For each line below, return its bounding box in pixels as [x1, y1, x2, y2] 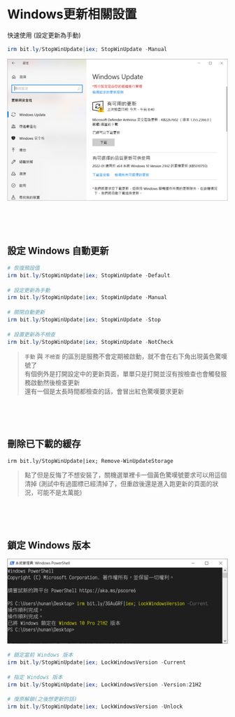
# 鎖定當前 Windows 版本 [7, 652, 73, 659]
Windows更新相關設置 [7, 6, 137, 22]
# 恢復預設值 [7, 264, 40, 272]
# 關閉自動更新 [7, 309, 45, 316]
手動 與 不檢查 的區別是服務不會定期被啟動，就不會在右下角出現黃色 [24, 351, 215, 361]
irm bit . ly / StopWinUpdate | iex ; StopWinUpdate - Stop [7, 316, 161, 323]
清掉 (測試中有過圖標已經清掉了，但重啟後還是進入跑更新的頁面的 [24, 480, 213, 488]
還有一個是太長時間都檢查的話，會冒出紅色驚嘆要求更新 [24, 387, 184, 396]
